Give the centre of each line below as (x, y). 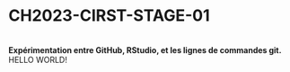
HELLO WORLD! (38, 59)
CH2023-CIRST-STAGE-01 (109, 16)
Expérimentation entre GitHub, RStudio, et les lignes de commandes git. (145, 49)
